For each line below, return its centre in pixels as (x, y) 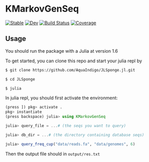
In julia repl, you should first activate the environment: (62, 98)
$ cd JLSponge (20, 79)
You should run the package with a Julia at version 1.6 (62, 51)
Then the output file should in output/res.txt (53, 154)
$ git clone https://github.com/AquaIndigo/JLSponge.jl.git (70, 70)
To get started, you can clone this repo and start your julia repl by (74, 61)
